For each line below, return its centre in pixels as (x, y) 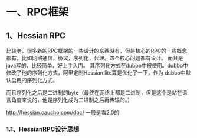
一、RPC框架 (37, 12)
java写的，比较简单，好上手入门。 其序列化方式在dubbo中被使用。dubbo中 (97, 65)
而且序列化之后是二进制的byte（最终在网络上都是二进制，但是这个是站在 (94, 92)
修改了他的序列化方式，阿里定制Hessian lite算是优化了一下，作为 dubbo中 (96, 73)
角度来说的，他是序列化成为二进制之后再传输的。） (72, 100)
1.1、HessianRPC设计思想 (43, 129)
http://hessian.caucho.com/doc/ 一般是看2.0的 (63, 112)
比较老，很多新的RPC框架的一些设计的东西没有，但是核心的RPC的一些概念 (97, 51)
